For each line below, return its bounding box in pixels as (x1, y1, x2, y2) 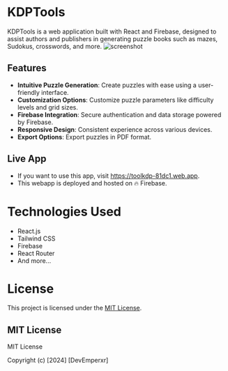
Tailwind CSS (17, 234, 56, 243)
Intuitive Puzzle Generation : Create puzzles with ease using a (17, 81, 197, 89)
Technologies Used (7, 204, 122, 220)
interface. (41, 88, 69, 96)
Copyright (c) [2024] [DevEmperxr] (7, 356, 109, 365)
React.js (17, 227, 41, 235)
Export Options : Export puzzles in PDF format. (17, 132, 152, 141)
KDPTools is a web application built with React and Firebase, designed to (7, 27, 217, 36)
